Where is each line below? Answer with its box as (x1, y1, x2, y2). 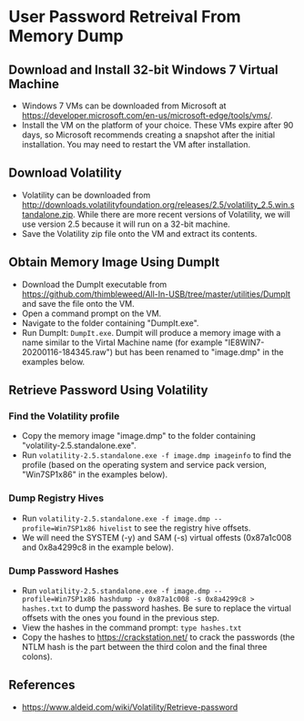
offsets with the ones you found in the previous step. (21, 612, 220, 623)
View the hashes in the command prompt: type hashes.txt (21, 622, 242, 633)
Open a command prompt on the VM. (21, 308, 162, 319)
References (8, 677, 76, 693)
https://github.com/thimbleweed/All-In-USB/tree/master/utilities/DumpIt (21, 289, 291, 300)
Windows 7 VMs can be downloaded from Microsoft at (21, 100, 227, 111)
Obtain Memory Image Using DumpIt (8, 255, 220, 270)
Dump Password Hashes (8, 564, 119, 577)
